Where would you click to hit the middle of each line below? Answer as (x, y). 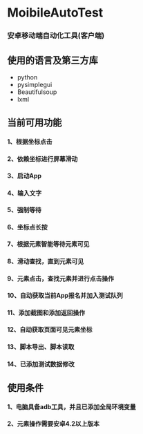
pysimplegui (35, 84)
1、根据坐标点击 (30, 141)
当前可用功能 (35, 123)
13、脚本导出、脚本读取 (41, 347)
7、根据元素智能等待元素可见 (48, 244)
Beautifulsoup (37, 92)
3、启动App (25, 176)
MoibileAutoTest (55, 13)
